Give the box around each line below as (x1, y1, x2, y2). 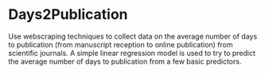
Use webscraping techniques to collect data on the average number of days (8, 31, 258, 41)
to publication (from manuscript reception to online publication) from (8, 39, 233, 49)
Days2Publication (8, 6, 129, 24)
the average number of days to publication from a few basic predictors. (8, 57, 242, 66)
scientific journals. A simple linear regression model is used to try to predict (8, 48, 256, 57)
